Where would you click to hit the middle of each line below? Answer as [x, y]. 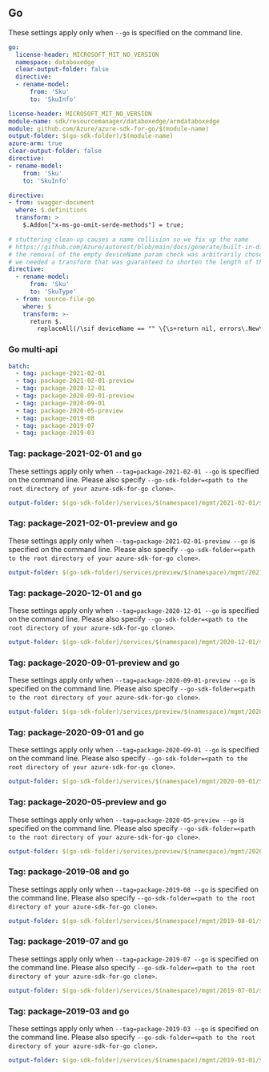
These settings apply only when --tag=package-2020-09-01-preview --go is [132, 680]
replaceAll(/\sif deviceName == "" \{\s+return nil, [127, 329]
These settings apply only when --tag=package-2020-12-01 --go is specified [134, 611]
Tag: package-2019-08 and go [69, 872]
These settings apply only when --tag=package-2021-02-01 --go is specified [134, 471]
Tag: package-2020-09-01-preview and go [94, 663]
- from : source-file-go [55, 299]
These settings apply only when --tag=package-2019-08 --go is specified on [133, 889]
